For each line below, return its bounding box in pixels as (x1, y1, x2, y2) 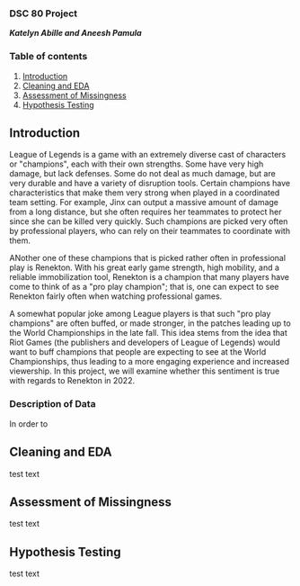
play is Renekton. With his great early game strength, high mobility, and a (9, 262, 280, 273)
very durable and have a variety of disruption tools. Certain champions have (9, 178, 291, 189)
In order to (9, 418, 49, 429)
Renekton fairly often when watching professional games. (9, 291, 223, 302)
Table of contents (9, 50, 88, 63)
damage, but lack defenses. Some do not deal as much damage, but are (9, 168, 276, 179)
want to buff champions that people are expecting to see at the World (9, 347, 267, 357)
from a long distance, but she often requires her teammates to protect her (9, 206, 282, 218)
